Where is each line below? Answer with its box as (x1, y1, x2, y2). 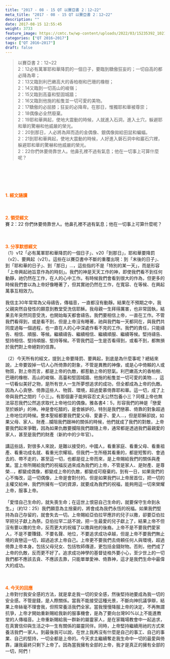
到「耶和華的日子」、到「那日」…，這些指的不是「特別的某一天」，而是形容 (5, 262, 160, 268)
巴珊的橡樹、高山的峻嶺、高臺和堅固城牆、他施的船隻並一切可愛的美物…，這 (5, 374, 164, 380)
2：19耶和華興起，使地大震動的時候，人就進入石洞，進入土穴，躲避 (17, 116, 158, 122)
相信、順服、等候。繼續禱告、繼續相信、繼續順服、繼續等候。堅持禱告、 (14, 331, 165, 337)
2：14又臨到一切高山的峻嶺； (17, 85, 79, 91)
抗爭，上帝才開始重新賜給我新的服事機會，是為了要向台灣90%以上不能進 (5, 610, 157, 616)
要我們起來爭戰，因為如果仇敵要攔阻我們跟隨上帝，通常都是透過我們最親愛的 (5, 425, 165, 431)
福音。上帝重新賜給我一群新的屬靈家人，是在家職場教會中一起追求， (22, 616, 165, 623)
